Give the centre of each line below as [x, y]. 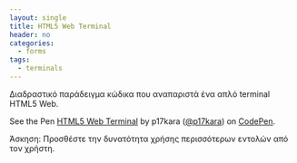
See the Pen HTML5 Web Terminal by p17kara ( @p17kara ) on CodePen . [142, 121]
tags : [20, 60]
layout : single [38, 18]
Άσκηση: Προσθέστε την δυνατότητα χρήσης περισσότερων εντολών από [149, 139]
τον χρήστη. [32, 148]
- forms [32, 52]
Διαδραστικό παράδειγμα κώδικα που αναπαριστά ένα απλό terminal [140, 94]
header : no [30, 34]
